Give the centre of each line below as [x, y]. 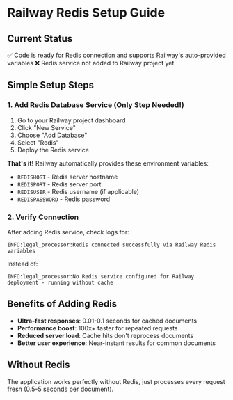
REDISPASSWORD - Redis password [64, 199]
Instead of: [23, 264]
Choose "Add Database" [52, 135]
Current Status [40, 39]
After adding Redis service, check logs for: [69, 232]
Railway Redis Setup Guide [86, 13]
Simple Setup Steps [50, 85]
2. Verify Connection [43, 217]
